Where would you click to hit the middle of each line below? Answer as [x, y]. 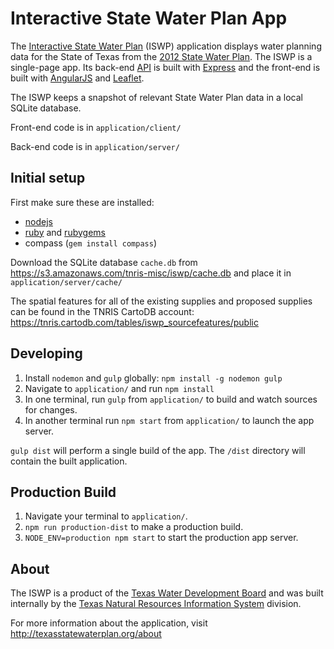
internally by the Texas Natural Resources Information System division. [156, 604]
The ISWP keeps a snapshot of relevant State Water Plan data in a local [156, 97]
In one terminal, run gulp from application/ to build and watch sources [171, 399]
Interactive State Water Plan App [149, 18]
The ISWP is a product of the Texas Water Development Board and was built [167, 593]
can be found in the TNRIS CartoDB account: [102, 311]
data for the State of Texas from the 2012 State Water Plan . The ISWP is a [161, 56]
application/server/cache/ [66, 282]
